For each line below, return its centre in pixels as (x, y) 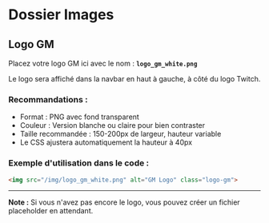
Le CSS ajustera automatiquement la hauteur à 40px (106, 142)
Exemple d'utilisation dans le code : (79, 163)
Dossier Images (61, 15)
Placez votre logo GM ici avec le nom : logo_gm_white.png (103, 63)
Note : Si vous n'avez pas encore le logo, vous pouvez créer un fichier (124, 202)
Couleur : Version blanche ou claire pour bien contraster (112, 125)
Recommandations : (48, 99)
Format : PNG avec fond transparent (80, 117)
